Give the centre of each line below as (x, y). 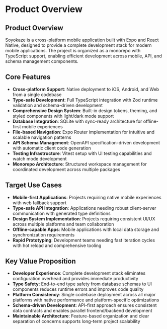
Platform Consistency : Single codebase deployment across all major (84, 295)
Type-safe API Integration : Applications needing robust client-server (84, 208)
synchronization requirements (44, 234)
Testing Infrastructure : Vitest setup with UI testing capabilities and (82, 153)
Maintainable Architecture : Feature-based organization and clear (81, 316)
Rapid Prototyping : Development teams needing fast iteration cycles (83, 240)
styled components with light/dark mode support (63, 116)
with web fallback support (39, 203)
